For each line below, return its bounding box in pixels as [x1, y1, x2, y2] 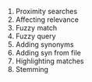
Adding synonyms [15, 40, 74, 49]
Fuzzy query [15, 31, 56, 41]
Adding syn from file [15, 48, 82, 57]
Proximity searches [15, 7, 78, 16]
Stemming [15, 65, 49, 73]
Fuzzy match [15, 23, 57, 32]
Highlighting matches [15, 56, 84, 66]
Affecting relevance [15, 15, 80, 24]
